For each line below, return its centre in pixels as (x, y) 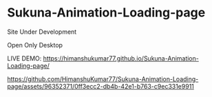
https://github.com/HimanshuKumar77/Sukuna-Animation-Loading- (103, 79)
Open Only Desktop (35, 45)
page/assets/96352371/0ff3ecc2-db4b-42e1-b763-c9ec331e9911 (101, 86)
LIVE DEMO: (24, 58)
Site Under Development (42, 32)
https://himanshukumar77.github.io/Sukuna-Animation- (121, 58)
